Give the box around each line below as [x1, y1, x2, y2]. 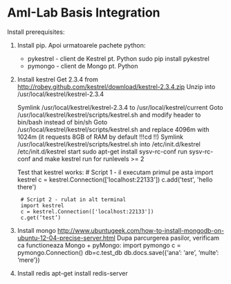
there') [17, 182, 37, 191]
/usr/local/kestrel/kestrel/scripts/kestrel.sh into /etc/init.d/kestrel [17, 140, 201, 148]
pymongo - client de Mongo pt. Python [27, 61, 138, 70]
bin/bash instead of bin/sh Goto [17, 117, 108, 126]
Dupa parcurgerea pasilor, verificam [116, 234, 220, 242]
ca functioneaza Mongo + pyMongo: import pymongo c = [17, 240, 181, 249]
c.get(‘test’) [20, 214, 62, 221]
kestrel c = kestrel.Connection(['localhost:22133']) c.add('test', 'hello [17, 175, 213, 184]
